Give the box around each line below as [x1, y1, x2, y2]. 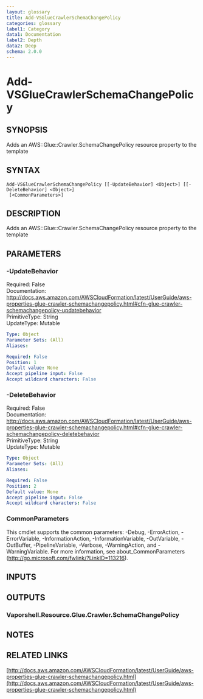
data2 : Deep [6, 43, 36, 49]
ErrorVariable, [6, 535, 41, 542]
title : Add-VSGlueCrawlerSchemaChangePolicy [6, 15, 121, 21]
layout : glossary [6, 9, 50, 15]
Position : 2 [6, 483, 36, 489]
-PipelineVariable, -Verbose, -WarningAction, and [33, 541, 157, 549]
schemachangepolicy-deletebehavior [6, 430, 100, 438]
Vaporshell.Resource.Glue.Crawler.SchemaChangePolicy [6, 611, 180, 619]
